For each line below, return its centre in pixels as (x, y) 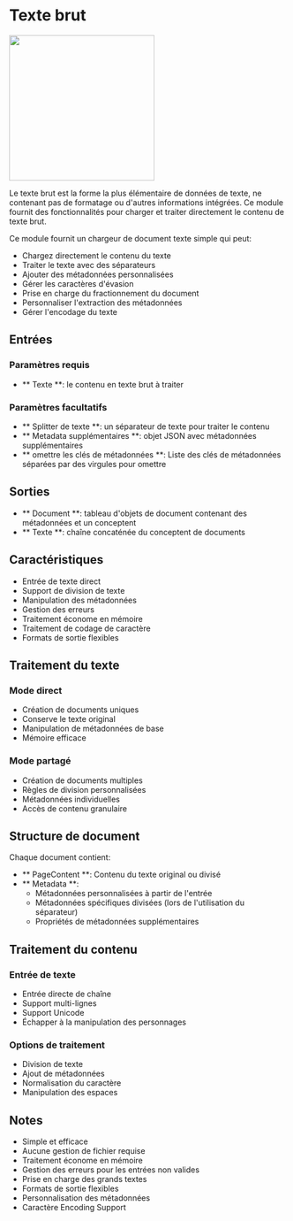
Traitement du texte (64, 665)
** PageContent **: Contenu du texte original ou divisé (121, 875)
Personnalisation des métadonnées (86, 1198)
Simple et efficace (55, 1141)
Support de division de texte (73, 590)
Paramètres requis (49, 365)
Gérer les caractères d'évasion (78, 283)
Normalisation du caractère (71, 1083)
